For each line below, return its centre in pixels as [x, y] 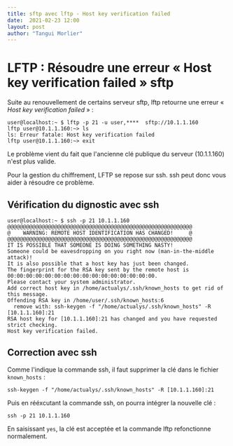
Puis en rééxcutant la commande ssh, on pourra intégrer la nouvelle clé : [112, 403]
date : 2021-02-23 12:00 [43, 20]
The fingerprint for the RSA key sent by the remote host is [98, 270]
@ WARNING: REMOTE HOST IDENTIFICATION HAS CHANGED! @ [100, 233]
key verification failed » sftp [91, 83]
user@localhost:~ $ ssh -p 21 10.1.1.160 [69, 221]
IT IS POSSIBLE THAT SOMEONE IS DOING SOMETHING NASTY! [90, 245]
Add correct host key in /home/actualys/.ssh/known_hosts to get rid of [115, 288]
